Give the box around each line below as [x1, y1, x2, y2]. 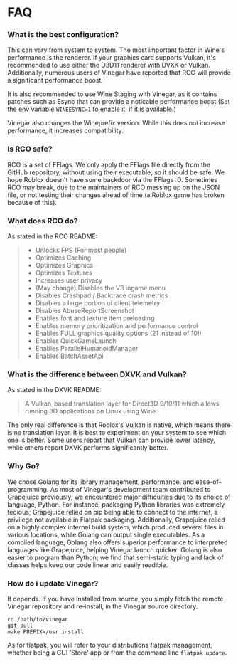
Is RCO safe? [7, 144, 53, 154]
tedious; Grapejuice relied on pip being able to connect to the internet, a [7, 507, 218, 516]
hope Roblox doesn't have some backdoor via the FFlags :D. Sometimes [7, 175, 218, 184]
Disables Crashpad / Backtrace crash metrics [35, 291, 168, 300]
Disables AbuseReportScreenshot [35, 307, 135, 315]
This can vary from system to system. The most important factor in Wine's [7, 46, 225, 54]
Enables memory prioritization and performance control [35, 322, 198, 330]
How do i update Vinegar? [7, 578, 99, 588]
